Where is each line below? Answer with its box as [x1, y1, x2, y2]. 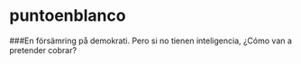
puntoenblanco [9, 5, 126, 26]
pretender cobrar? [9, 44, 78, 55]
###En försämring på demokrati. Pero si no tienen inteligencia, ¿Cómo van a [9, 35, 293, 46]
